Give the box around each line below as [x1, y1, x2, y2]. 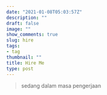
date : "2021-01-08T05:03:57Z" [6, 9, 83, 15]
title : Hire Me [6, 60, 45, 66]
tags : [6, 43, 20, 49]
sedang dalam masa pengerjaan [21, 82, 102, 90]
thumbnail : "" [6, 54, 42, 60]
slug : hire [6, 37, 34, 43]
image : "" [6, 26, 31, 32]
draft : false [6, 20, 39, 26]
